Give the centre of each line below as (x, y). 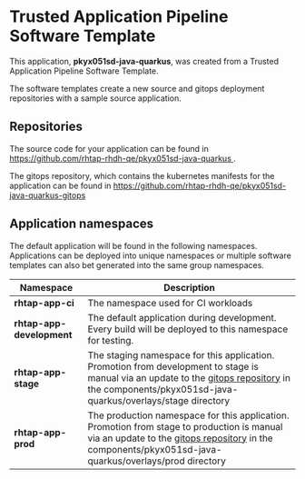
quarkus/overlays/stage (138, 400)
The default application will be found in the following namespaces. (133, 245)
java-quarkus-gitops (48, 195)
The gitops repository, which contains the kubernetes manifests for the (142, 175)
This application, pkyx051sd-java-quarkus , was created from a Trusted (144, 61)
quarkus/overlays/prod (136, 461)
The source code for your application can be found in (109, 148)
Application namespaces (82, 224)
